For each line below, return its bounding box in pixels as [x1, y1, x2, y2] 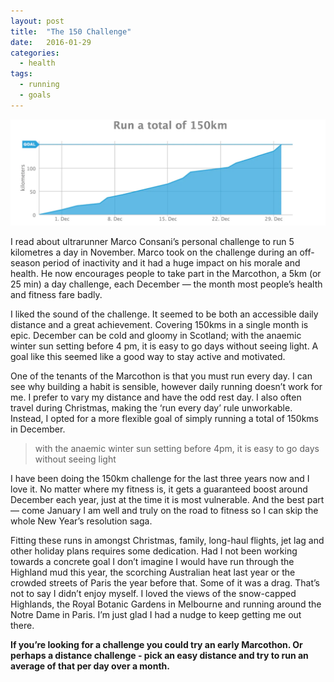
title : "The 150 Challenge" [10, 26, 132, 37]
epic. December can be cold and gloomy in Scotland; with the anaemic [10, 330, 302, 342]
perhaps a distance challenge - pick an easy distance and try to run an [10, 650, 309, 662]
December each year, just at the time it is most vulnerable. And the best [10, 494, 305, 506]
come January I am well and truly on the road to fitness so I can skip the [21, 505, 319, 517]
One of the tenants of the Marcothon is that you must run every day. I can [10, 370, 313, 382]
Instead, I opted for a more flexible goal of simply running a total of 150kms [10, 413, 319, 425]
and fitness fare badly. [10, 289, 103, 301]
